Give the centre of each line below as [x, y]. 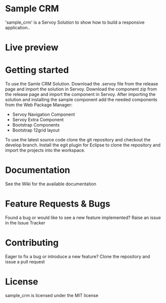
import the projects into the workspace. [45, 150]
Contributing [32, 243]
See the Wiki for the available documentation [51, 184]
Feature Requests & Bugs [58, 204]
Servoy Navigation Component [43, 115]
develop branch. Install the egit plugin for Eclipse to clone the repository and [83, 145]
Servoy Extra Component [38, 120]
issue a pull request [25, 261]
